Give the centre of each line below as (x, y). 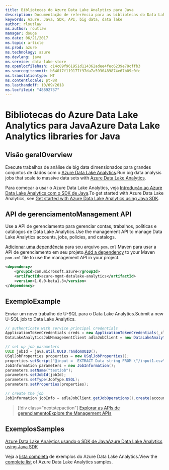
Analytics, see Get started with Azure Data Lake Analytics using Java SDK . (82, 198)
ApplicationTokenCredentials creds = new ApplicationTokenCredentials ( (82, 333)
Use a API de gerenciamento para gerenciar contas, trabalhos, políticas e (81, 226)
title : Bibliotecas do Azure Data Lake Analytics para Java (70, 10)
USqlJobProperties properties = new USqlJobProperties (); (67, 356)
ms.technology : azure (28, 52)
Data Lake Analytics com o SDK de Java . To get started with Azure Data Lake (84, 193)
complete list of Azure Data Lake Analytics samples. (59, 462)
